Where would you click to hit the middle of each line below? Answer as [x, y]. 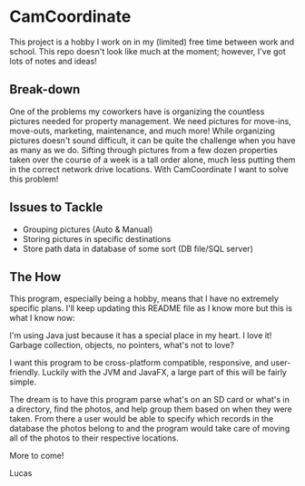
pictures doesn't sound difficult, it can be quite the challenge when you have [152, 140]
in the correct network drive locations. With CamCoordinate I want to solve [149, 169]
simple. [23, 382]
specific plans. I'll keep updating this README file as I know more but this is [151, 308]
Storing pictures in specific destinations [97, 238]
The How [35, 277]
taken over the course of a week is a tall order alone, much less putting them [152, 160]
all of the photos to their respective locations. [94, 438]
